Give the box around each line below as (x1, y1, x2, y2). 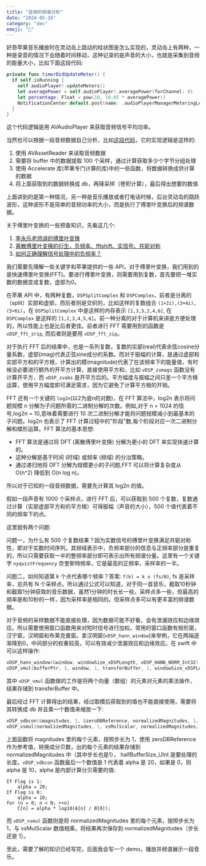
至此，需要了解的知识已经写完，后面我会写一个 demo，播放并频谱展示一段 (6, 845, 194, 852)
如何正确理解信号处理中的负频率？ (15, 250, 102, 258)
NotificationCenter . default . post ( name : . (17, 100, 124, 106)
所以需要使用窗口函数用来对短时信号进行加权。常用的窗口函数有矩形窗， (17, 624, 200, 632)
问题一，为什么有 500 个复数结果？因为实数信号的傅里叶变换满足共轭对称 (6, 537, 191, 544)
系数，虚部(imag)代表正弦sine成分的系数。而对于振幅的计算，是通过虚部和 (11, 351, 200, 358)
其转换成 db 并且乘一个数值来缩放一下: (6, 706, 104, 713)
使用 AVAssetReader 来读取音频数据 (15, 149, 106, 157)
